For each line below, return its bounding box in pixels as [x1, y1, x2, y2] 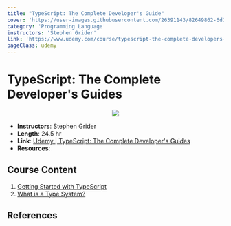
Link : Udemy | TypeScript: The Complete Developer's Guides [16, 136, 190, 145]
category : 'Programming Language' [7, 23, 107, 30]
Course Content [7, 164, 77, 176]
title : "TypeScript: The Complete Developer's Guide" [7, 10, 165, 17]
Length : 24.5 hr [16, 129, 62, 138]
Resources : [16, 144, 51, 152]
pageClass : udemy [7, 42, 57, 49]
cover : [7, 17, 26, 23]
